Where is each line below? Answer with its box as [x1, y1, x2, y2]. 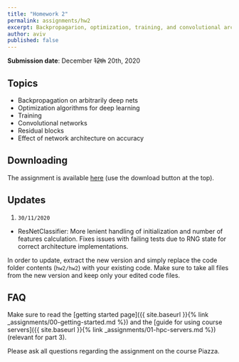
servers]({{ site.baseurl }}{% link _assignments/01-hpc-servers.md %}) [7, 326, 216, 334]
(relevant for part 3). [7, 333, 67, 342]
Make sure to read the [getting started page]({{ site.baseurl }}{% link [7, 311, 208, 319]
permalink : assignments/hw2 [7, 17, 91, 24]
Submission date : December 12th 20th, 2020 [7, 56, 141, 65]
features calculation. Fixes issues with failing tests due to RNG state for [17, 234, 226, 243]
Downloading [7, 155, 68, 167]
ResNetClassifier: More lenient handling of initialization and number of [17, 227, 223, 235]
